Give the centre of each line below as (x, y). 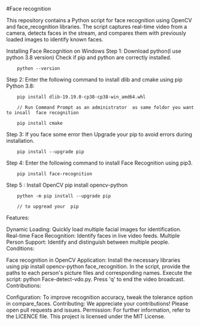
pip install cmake (40, 123)
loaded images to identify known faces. (55, 39)
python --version (39, 68)
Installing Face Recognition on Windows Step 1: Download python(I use (94, 51)
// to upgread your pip (48, 207)
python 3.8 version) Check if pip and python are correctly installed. (89, 57)
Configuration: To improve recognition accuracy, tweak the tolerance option (100, 297)
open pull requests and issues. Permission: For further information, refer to (98, 310)
